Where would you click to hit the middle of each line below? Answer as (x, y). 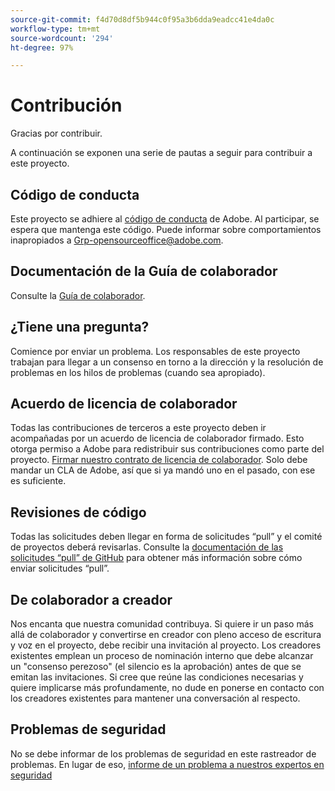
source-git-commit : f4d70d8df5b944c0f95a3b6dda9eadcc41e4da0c (142, 19)
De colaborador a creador (91, 599)
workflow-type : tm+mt (55, 29)
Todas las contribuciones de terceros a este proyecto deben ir (138, 428)
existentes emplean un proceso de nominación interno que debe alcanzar (162, 656)
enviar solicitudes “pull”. (60, 568)
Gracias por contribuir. (56, 133)
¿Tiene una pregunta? (80, 327)
